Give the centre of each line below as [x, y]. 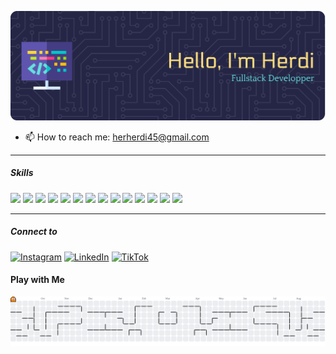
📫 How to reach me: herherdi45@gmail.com [117, 137]
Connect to [34, 232]
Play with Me [37, 280]
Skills [22, 173]
